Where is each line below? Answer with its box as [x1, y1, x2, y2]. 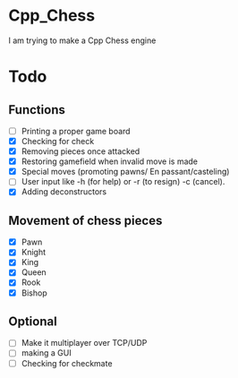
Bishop [21, 288, 47, 298]
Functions [8, 102, 66, 117]
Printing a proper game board [21, 125, 131, 136]
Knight [21, 247, 47, 258]
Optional [8, 314, 57, 329]
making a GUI [21, 348, 72, 358]
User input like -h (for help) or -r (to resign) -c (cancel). [21, 176, 225, 187]
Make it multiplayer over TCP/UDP [21, 338, 148, 348]
